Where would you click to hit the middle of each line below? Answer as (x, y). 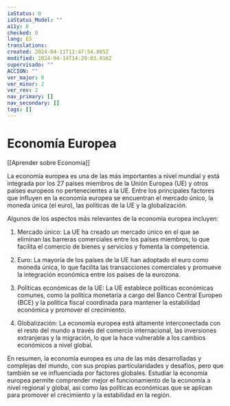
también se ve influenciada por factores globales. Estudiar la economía (107, 373)
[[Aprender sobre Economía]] (49, 162)
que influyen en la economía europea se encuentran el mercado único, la (111, 197)
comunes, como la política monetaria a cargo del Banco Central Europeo (119, 295)
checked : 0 (23, 33)
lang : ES (20, 39)
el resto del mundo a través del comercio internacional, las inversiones (117, 330)
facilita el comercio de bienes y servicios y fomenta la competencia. (113, 246)
